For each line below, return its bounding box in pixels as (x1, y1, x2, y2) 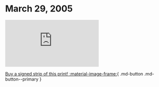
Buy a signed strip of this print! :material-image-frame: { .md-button (5, 70, 144, 76)
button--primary (5, 76, 39, 82)
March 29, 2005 (5, 3, 73, 14)
